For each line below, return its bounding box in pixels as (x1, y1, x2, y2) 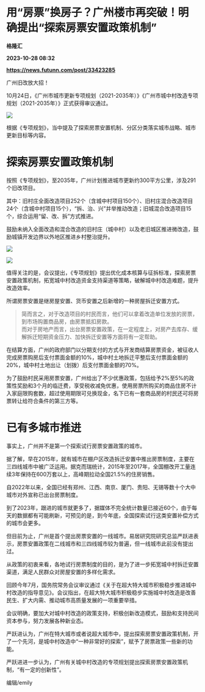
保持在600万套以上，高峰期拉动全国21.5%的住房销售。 (20, 470, 159, 478)
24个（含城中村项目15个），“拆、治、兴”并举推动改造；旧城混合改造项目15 (6, 205, 192, 212)
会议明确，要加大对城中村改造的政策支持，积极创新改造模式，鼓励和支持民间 (6, 609, 199, 617)
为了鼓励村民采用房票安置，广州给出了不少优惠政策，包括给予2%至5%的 (6, 374, 189, 382)
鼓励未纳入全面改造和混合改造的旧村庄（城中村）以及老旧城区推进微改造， (6, 225, 193, 233)
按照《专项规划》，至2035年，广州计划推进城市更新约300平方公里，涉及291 (6, 177, 196, 184)
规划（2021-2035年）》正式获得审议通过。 (6, 99, 112, 107)
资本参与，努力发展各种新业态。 (6, 617, 87, 624)
